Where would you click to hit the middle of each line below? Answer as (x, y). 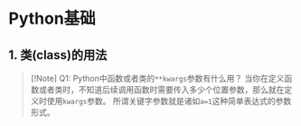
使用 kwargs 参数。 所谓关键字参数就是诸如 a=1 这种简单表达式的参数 (169, 101)
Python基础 (52, 19)
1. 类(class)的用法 (58, 55)
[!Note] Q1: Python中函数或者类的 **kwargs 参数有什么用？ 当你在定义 (157, 78)
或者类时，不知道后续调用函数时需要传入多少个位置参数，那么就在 (161, 90)
